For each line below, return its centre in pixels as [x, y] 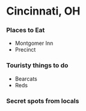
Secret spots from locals [43, 101]
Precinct [25, 50]
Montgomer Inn [34, 43]
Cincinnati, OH [43, 11]
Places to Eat [26, 30]
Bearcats [26, 79]
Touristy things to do [37, 66]
